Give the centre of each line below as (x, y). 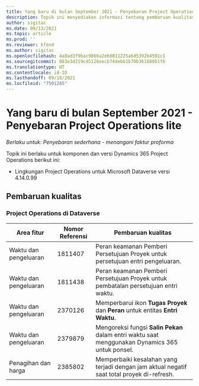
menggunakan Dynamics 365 (137, 342)
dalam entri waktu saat (127, 335)
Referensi (73, 236)
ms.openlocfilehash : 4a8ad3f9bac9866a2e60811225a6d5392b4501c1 (86, 56)
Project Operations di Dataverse (53, 214)
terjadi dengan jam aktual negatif (141, 366)
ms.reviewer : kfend (30, 45)
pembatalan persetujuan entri (137, 285)
